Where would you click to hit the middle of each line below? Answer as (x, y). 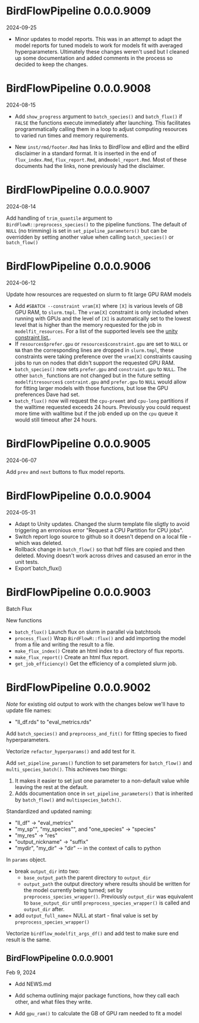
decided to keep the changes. (51, 64)
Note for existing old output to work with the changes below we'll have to (96, 704)
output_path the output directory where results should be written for (107, 884)
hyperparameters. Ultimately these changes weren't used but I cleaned (102, 51)
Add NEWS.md (33, 984)
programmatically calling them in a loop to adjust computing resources (101, 129)
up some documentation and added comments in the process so (94, 58)
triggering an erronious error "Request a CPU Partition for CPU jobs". (99, 530)
